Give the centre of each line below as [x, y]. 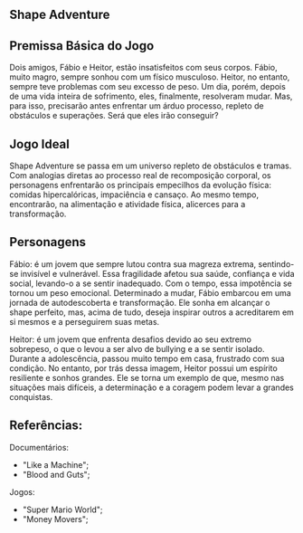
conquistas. [31, 396]
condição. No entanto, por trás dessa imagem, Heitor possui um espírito [143, 368]
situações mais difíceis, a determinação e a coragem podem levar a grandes [151, 387]
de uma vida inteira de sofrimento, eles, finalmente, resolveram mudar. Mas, [151, 96]
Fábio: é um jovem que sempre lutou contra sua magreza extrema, [133, 264]
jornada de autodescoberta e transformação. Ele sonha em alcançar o [140, 302]
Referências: [46, 426]
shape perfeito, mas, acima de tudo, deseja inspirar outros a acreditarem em [151, 312]
